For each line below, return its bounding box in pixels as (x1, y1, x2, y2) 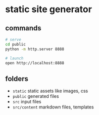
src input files (12, 99, 41, 105)
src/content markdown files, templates (12, 104, 94, 110)
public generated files (12, 93, 59, 99)
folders (5, 74, 29, 83)
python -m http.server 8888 (5, 47, 65, 52)
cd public (5, 42, 26, 47)
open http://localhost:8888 (5, 60, 65, 65)
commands (5, 24, 41, 32)
